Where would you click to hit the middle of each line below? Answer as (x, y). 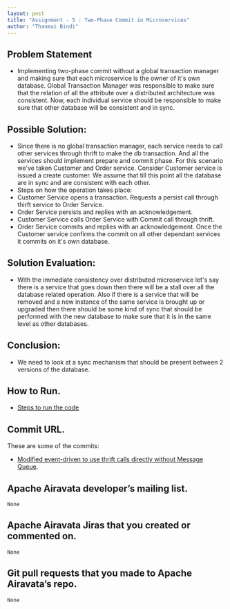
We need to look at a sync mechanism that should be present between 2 (120, 362)
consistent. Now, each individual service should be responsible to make (119, 100)
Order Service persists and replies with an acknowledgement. (105, 212)
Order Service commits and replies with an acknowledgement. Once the (119, 226)
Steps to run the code (48, 407)
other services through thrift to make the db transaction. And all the (113, 153)
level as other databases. (53, 323)
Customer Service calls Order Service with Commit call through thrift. (116, 219)
